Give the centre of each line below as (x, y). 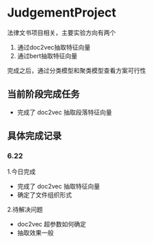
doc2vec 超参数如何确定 (51, 224)
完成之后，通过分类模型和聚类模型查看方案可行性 (76, 70)
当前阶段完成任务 (43, 94)
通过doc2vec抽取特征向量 (54, 47)
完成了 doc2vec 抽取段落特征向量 (64, 112)
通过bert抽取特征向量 (47, 56)
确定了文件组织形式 (44, 195)
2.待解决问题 (25, 210)
